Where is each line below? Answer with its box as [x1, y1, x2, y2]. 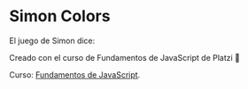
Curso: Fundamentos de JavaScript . [9, 69, 141, 80]
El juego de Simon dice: [9, 35, 96, 46]
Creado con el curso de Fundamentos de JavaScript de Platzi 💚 [9, 52, 241, 63]
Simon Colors [9, 6, 111, 26]
